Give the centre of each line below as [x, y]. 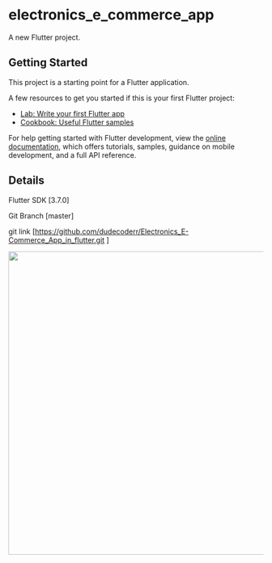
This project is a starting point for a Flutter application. [99, 82]
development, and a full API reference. [72, 155]
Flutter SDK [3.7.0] [39, 200]
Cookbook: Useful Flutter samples [77, 122]
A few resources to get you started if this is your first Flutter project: [121, 98]
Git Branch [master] [41, 215]
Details [26, 181]
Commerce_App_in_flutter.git [57, 239]
